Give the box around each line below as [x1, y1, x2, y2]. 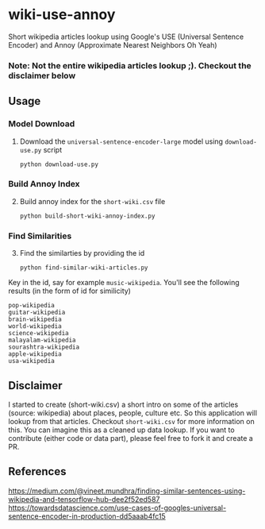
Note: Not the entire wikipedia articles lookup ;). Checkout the [8, 60, 252, 71]
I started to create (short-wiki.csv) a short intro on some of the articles [8, 400, 239, 409]
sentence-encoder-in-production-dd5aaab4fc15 [8, 511, 166, 521]
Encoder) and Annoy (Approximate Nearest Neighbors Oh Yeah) [8, 40, 217, 49]
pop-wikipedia [8, 302, 56, 310]
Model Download [8, 118, 75, 129]
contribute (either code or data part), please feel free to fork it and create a [8, 433, 254, 442]
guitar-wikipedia [8, 308, 66, 317]
